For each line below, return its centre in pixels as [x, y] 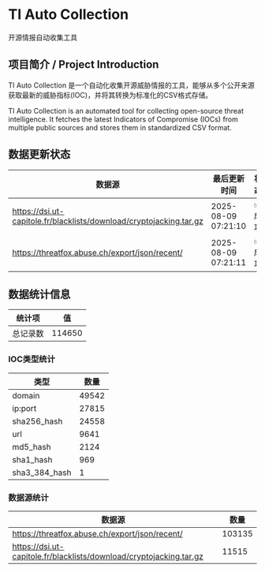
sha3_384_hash [42, 473]
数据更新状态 [39, 154]
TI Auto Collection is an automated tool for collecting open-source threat [126, 110]
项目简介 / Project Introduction [84, 65]
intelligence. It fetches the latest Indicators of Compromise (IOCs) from [123, 119]
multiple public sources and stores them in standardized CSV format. [120, 127]
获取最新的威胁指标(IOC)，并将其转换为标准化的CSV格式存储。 [110, 95]
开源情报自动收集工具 [43, 37]
